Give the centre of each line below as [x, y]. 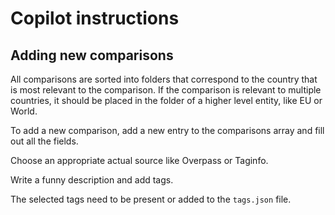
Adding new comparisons [92, 55]
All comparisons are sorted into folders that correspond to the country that [164, 79]
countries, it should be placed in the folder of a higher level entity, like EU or [166, 100]
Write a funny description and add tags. [92, 180]
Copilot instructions [95, 18]
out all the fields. [44, 141]
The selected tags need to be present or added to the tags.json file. [151, 199]
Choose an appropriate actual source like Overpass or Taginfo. [139, 160]
